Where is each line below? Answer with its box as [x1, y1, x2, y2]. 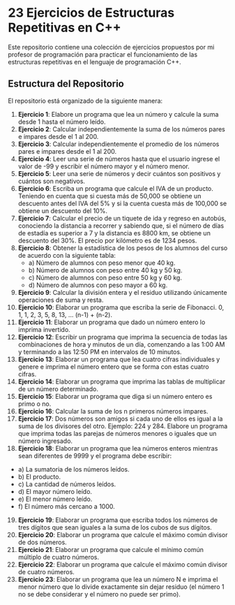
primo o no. [17, 400, 52, 408]
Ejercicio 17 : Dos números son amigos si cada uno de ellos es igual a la [17, 414, 223, 423]
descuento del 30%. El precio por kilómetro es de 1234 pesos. [17, 236, 197, 245]
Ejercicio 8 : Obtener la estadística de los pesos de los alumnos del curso [17, 243, 228, 252]
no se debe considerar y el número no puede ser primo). [17, 590, 181, 598]
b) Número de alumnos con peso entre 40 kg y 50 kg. [28, 265, 183, 274]
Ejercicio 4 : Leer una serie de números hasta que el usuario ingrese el [17, 154, 220, 163]
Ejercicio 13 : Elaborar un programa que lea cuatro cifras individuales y [17, 355, 220, 363]
